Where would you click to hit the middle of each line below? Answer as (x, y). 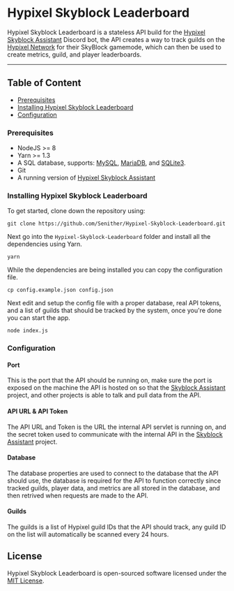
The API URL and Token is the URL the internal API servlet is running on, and (117, 427)
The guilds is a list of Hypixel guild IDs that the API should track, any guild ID (117, 527)
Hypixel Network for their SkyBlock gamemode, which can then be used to (114, 47)
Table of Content (44, 83)
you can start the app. (39, 318)
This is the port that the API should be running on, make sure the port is (110, 380)
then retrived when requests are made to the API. (78, 495)
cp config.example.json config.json (60, 290)
